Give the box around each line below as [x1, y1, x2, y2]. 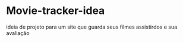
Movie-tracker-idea [6, 4, 105, 17]
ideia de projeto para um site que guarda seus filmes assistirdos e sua [6, 23, 178, 30]
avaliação [6, 29, 30, 36]
